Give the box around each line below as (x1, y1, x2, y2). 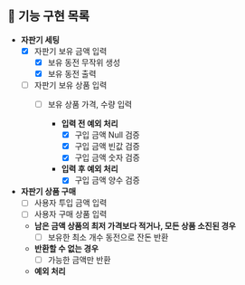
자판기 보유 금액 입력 (33, 45, 108, 56)
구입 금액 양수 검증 (74, 175, 140, 185)
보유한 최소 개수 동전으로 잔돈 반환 (47, 232, 169, 242)
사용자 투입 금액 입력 (33, 197, 108, 208)
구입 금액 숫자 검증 (74, 152, 140, 163)
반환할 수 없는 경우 (33, 242, 99, 253)
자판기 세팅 (20, 34, 60, 45)
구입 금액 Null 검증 (74, 129, 140, 140)
